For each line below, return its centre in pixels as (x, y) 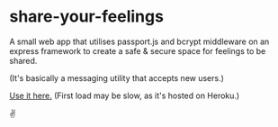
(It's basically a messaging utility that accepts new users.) (117, 77)
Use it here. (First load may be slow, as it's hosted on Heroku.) (125, 95)
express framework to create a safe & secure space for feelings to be (138, 50)
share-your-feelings (87, 17)
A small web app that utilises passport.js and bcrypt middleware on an (139, 41)
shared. (23, 60)
